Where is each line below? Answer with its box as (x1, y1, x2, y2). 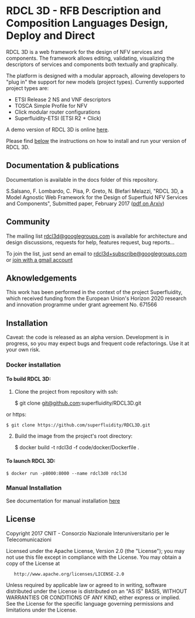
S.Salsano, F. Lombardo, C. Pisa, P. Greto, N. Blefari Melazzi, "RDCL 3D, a (6, 187, 184, 194)
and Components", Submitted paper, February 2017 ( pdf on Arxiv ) (6, 200, 165, 207)
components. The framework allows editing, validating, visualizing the (6, 54, 175, 62)
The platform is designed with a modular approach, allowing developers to (6, 72, 186, 79)
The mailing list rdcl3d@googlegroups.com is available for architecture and (6, 233, 187, 240)
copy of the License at (6, 559, 60, 566)
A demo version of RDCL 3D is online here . (6, 126, 110, 133)
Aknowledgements (6, 273, 77, 283)
